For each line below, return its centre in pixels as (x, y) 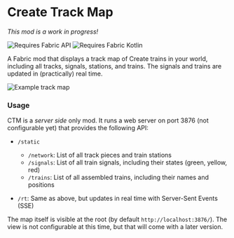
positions (41, 185)
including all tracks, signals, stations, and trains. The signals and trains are (115, 66)
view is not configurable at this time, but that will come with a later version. (115, 227)
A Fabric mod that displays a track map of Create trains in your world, (108, 58)
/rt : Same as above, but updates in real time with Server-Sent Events (118, 198)
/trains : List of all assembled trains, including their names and (118, 177)
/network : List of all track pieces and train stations (99, 155)
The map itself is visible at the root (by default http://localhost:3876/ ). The (117, 219)
